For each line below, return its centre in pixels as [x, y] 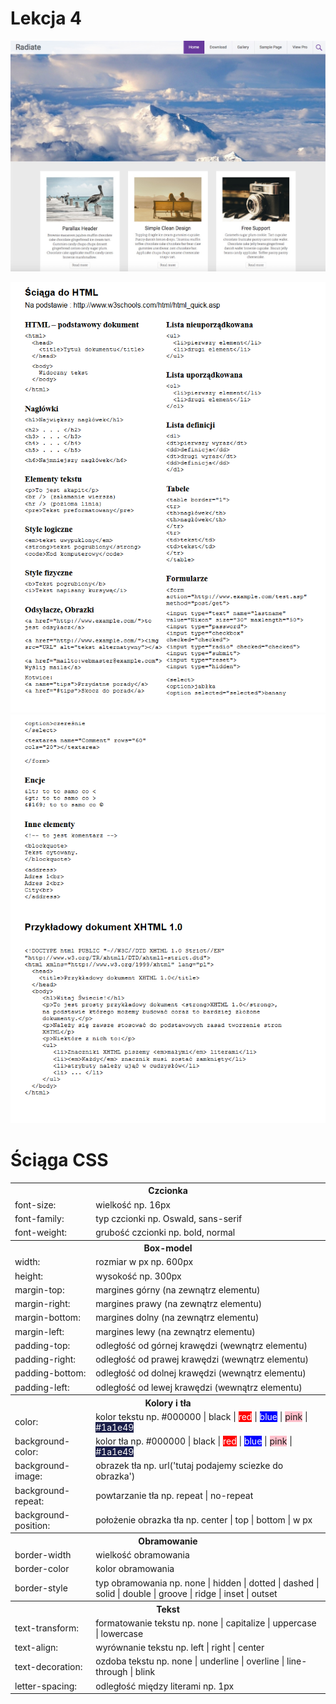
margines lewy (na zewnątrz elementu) [175, 1331]
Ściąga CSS [59, 1160]
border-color [42, 1569]
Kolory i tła [168, 1403]
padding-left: [42, 1387]
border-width [43, 1555]
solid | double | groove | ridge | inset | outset [186, 1593]
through [111, 1672]
